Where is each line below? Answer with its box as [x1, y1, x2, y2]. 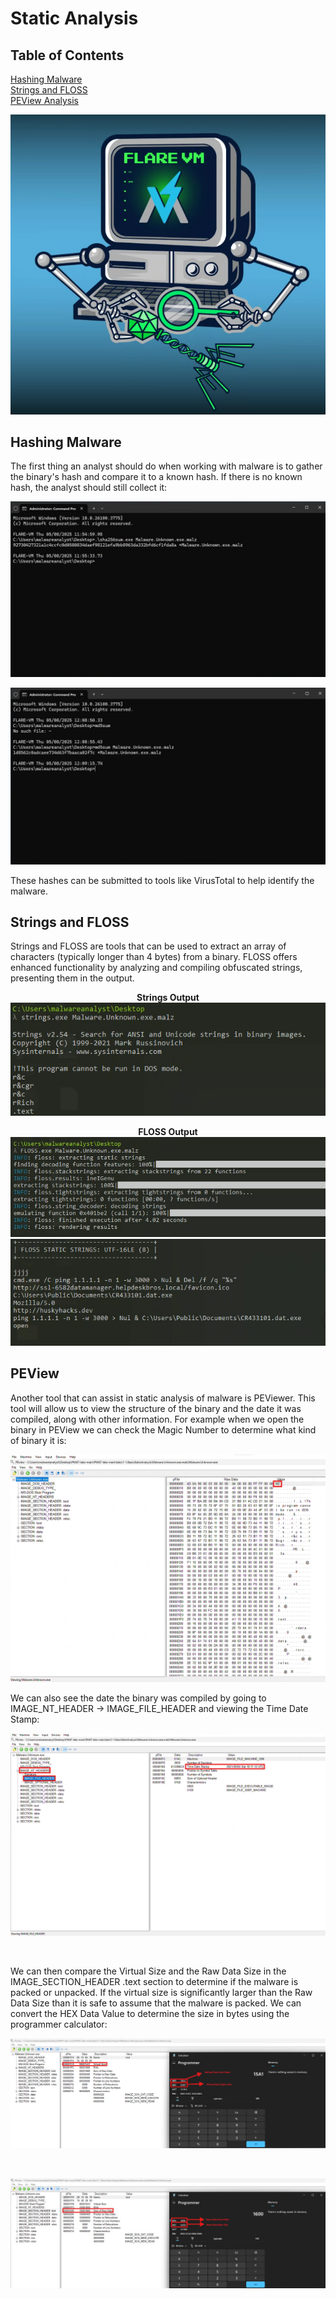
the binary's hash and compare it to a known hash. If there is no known [10, 471, 303, 483]
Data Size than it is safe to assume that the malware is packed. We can [10, 1997, 302, 2009]
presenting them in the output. [10, 972, 135, 984]
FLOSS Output [138, 1125, 198, 1137]
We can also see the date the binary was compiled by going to [10, 1692, 267, 1704]
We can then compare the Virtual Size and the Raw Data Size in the [10, 1965, 287, 1977]
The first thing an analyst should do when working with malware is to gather [10, 460, 323, 472]
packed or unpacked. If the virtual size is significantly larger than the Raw [10, 1986, 313, 1998]
